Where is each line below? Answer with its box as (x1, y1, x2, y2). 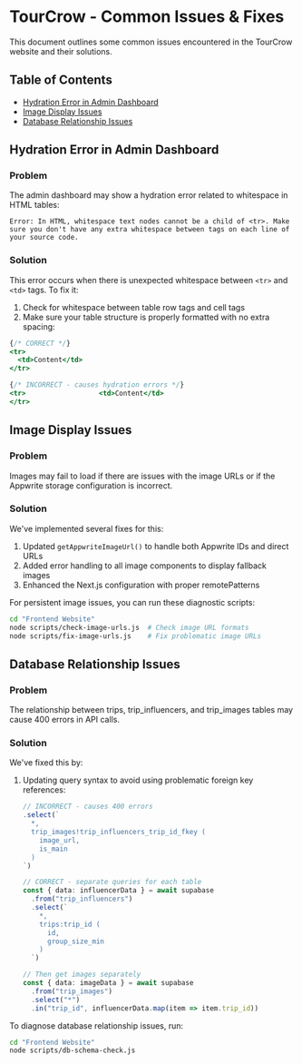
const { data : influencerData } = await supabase (22, 886, 215, 895)
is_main (39, 844, 68, 853)
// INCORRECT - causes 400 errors (22, 802, 153, 812)
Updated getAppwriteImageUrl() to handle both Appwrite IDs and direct (22, 540, 289, 551)
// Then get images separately (22, 970, 141, 980)
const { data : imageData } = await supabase (22, 979, 194, 988)
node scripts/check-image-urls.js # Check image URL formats (9, 623, 249, 632)
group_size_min (46, 937, 104, 946)
